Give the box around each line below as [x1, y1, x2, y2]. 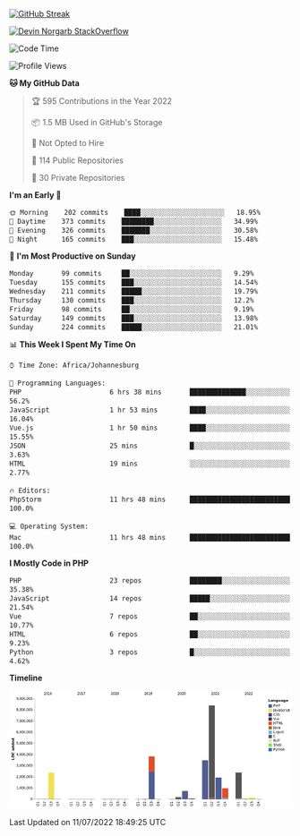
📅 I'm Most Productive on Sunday [9, 251, 136, 261]
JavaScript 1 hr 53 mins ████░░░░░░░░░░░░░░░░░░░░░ [9, 405, 291, 414]
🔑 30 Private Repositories [30, 173, 125, 183]
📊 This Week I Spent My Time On [9, 339, 136, 349]
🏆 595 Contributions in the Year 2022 [30, 96, 173, 107]
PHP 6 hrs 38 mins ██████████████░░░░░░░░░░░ [9, 388, 291, 397]
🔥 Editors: [9, 486, 51, 495]
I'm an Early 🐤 [9, 190, 62, 200]
